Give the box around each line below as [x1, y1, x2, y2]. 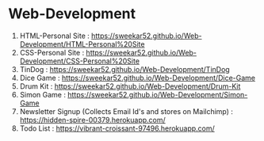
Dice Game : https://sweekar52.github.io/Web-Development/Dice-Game [19, 73, 256, 82]
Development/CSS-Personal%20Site [19, 56, 140, 66]
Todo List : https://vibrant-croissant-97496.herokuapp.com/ [19, 124, 216, 133]
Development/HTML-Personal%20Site [19, 39, 145, 48]
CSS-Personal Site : [19, 48, 85, 57]
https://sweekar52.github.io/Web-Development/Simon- [67, 90, 248, 99]
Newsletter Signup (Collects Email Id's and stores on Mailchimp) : [19, 106, 234, 116]
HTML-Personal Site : [19, 31, 90, 40]
